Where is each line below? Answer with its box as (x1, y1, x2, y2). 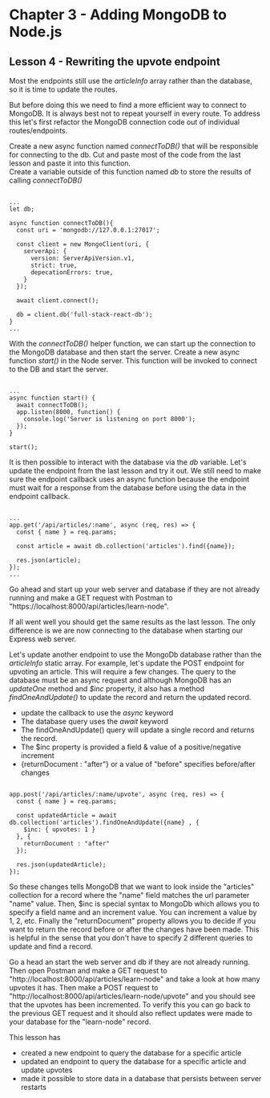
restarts (20, 1083, 47, 1092)
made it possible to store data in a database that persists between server (20, 1074, 262, 1083)
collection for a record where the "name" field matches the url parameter (9, 891, 250, 899)
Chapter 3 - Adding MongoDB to (9, 6, 228, 24)
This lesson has (9, 1033, 61, 1042)
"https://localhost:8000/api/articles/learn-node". (9, 601, 169, 611)
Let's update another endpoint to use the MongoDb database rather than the (9, 649, 262, 659)
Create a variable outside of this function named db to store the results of (9, 167, 252, 176)
